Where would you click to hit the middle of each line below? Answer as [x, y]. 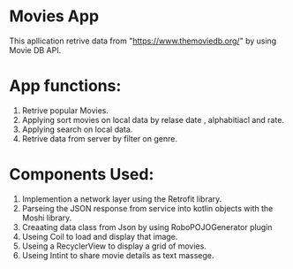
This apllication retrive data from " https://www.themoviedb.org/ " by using [143, 41]
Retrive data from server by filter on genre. [100, 138]
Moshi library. [47, 218]
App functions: [65, 86]
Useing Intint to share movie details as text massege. [118, 255]
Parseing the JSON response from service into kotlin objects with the [147, 208]
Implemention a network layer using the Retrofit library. [122, 199]
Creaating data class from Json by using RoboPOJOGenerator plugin [147, 227]
